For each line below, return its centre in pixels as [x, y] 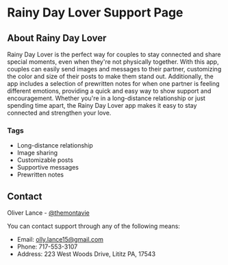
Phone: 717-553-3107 [47, 247]
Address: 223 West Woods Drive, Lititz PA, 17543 [86, 254]
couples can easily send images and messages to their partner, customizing [114, 69]
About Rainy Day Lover [57, 38]
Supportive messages [48, 168]
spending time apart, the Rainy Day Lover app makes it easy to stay [102, 105]
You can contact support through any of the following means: [93, 226]
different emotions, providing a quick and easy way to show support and [109, 91]
